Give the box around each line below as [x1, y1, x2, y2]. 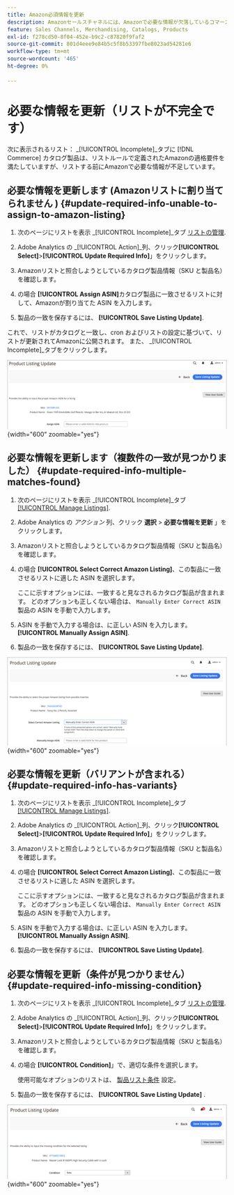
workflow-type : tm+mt [7, 48, 70, 55]
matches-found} [7, 476, 81, 488]
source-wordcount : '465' [7, 56, 79, 63]
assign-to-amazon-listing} [7, 209, 126, 221]
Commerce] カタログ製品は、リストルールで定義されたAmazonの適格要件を [7, 153, 225, 162]
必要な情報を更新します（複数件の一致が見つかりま [7, 452, 227, 464]
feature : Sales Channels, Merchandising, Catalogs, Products [7, 26, 189, 33]
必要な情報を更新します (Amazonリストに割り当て [7, 185, 224, 196]
